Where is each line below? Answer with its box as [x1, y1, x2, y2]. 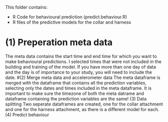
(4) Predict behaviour [5, 111, 49, 117]
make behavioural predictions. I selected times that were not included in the [5, 58, 162, 64]
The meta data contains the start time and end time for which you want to [5, 53, 157, 59]
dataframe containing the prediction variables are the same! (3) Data [5, 95, 147, 101]
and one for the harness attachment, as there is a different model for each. [5, 106, 159, 112]
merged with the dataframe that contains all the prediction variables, [5, 79, 147, 85]
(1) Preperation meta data [5, 37, 113, 48]
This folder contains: [5, 4, 48, 10]
